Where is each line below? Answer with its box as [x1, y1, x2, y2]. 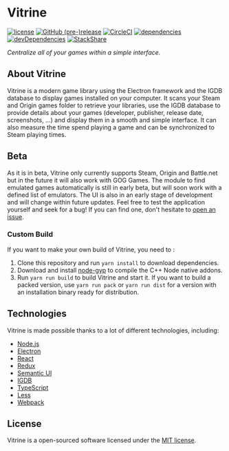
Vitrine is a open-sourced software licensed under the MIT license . [7, 436, 197, 445]
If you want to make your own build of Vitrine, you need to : [7, 245, 175, 253]
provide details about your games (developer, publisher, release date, [7, 108, 204, 116]
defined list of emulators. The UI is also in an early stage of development [7, 191, 213, 199]
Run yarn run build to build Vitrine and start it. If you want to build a [17, 273, 211, 282]
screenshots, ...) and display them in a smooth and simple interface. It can [7, 116, 217, 124]
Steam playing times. [7, 130, 67, 138]
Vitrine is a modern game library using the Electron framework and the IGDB [7, 86, 223, 94]
